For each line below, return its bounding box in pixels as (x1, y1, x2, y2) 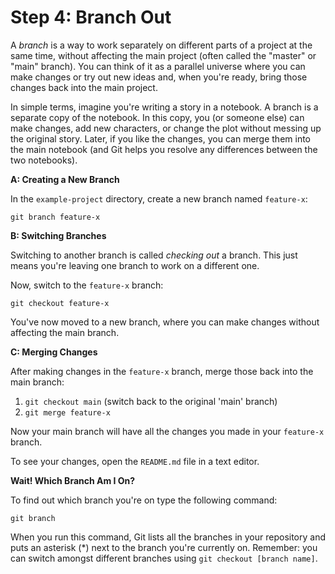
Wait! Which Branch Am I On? (10, 474, 136, 486)
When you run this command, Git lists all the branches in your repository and (10, 531, 327, 543)
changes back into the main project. (10, 81, 158, 93)
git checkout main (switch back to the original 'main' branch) (24, 395, 278, 407)
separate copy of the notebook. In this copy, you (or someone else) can (10, 111, 305, 123)
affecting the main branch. (10, 326, 120, 338)
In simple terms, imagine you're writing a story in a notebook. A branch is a (10, 101, 319, 113)
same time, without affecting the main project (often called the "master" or (10, 49, 317, 61)
